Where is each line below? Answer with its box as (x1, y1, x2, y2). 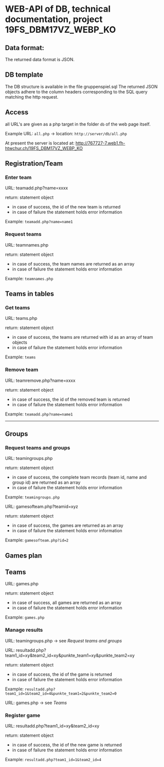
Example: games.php (5, 614, 45, 621)
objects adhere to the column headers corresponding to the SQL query (5, 89, 148, 95)
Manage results (5, 626, 43, 633)
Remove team (5, 366, 39, 373)
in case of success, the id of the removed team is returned (12, 396, 130, 402)
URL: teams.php (5, 315, 38, 321)
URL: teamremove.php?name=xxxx (5, 377, 76, 383)
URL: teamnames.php (5, 242, 49, 248)
